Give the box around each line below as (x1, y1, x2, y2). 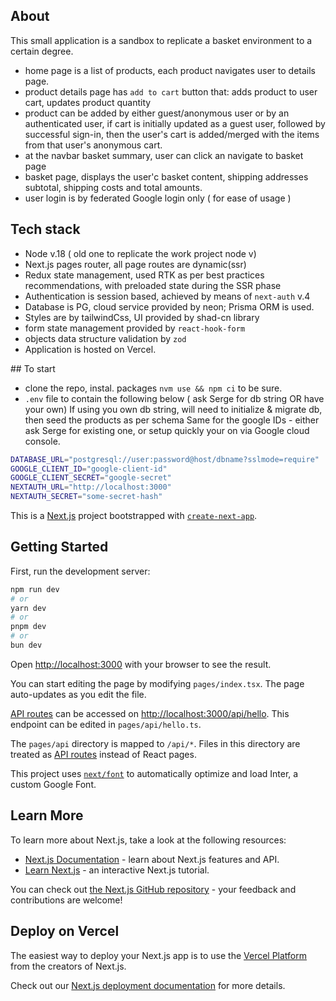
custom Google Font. (10, 778, 97, 790)
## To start (10, 362, 56, 374)
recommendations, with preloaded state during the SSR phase (24, 279, 282, 291)
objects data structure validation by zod (24, 332, 187, 344)
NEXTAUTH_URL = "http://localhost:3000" (10, 482, 172, 493)
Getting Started (10, 539, 109, 556)
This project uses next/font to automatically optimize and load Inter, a (10, 767, 299, 779)
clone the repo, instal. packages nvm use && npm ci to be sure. (24, 382, 283, 394)
